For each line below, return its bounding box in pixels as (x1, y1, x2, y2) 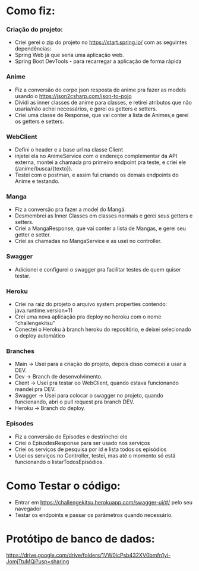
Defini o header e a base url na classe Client (14, 146, 124, 153)
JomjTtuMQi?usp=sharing (6, 558, 70, 565)
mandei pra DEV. (14, 386, 56, 393)
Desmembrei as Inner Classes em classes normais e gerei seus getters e (14, 212, 193, 219)
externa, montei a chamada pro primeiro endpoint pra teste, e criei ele (14, 159, 187, 166)
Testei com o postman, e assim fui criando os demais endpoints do (14, 171, 179, 179)
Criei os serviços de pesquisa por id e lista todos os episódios (14, 446, 167, 453)
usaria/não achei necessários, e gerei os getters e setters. (14, 105, 157, 112)
